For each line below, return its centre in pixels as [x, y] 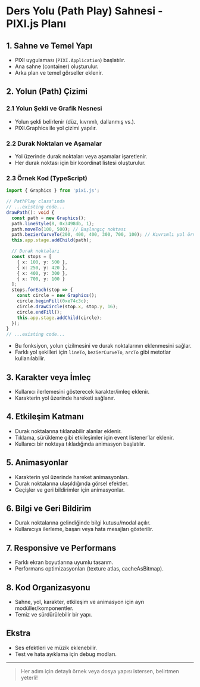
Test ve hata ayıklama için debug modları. [66, 654]
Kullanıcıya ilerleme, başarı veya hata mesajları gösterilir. [84, 529]
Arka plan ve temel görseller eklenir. [59, 73]
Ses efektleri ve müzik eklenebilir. [56, 648]
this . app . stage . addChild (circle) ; [60, 318]
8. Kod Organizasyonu [48, 588]
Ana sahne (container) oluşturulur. [57, 66]
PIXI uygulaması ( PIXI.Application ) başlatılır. [70, 60]
